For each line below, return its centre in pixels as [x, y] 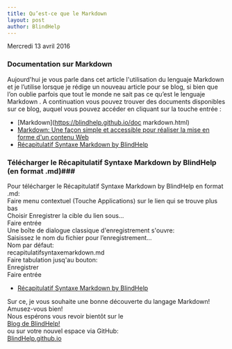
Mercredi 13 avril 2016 [39, 46]
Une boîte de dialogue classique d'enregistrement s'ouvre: [91, 230]
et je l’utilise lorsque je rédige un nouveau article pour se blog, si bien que [113, 87]
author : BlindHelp [34, 26]
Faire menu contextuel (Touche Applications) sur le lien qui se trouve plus [112, 201]
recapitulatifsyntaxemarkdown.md [56, 252]
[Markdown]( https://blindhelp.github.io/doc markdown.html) [103, 122]
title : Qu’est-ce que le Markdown [57, 14]
